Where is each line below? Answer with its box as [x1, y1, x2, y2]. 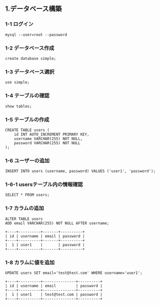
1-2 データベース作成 [5, 44, 54, 51]
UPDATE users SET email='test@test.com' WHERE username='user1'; [5, 270, 142, 275]
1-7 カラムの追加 [5, 205, 44, 212]
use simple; [5, 80, 30, 85]
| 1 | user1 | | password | [5, 242, 85, 247]
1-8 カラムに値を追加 [5, 259, 55, 266]
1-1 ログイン [5, 21, 34, 28]
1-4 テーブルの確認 [5, 92, 50, 99]
